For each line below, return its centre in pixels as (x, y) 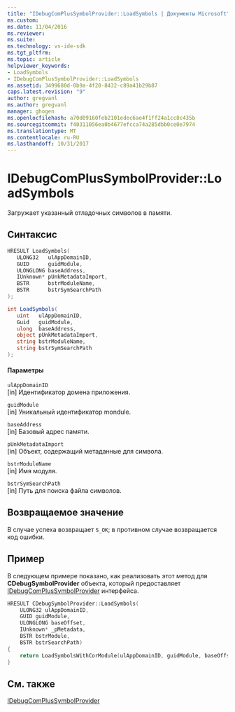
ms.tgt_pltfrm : (29, 53)
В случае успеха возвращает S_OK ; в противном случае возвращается (112, 529)
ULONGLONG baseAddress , (51, 270)
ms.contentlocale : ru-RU (43, 137)
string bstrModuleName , (51, 342)
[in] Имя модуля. (32, 471)
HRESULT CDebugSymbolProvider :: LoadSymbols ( (73, 603)
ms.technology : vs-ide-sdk (47, 46)
